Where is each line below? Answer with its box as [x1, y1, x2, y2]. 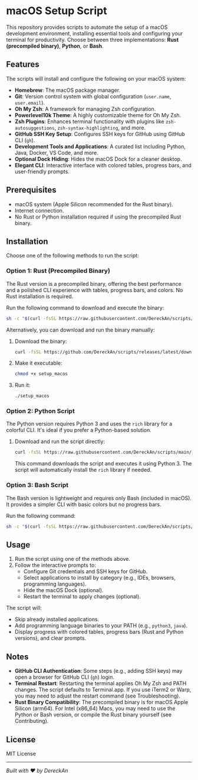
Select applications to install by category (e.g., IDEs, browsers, [23, 574, 176, 581]
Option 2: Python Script [6, 407, 75, 415]
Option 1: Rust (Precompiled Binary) [6, 267, 111, 275]
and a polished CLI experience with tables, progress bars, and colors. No [6, 286, 183, 293]
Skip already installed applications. [14, 616, 100, 623]
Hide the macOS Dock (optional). [23, 587, 104, 594]
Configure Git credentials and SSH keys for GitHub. [23, 568, 148, 575]
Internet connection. [14, 207, 64, 214]
